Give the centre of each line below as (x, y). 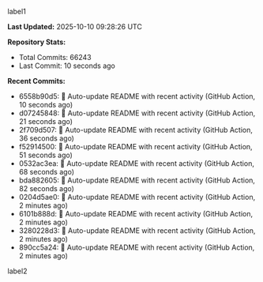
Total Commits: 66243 (55, 57)
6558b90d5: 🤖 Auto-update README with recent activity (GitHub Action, (137, 96)
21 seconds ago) (45, 121)
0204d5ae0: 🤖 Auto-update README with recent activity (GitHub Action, (137, 197)
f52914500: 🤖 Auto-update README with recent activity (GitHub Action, (136, 147)
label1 (17, 11)
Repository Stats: (37, 42)
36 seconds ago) (46, 138)
